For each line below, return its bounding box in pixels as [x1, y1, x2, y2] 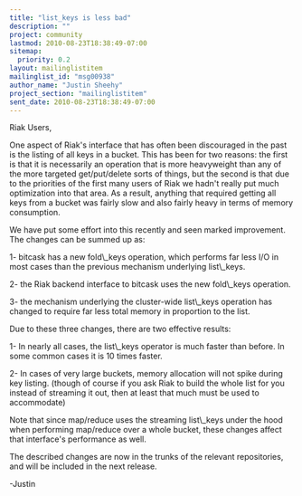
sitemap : [9, 47, 42, 56]
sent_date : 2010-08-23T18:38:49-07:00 [9, 97, 156, 107]
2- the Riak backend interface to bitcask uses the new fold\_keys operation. [9, 279, 291, 290]
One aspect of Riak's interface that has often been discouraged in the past [9, 139, 288, 150]
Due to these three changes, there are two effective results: [9, 323, 231, 335]
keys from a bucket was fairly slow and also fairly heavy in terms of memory [9, 197, 294, 208]
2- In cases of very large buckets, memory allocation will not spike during [9, 368, 283, 379]
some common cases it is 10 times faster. [9, 350, 163, 362]
